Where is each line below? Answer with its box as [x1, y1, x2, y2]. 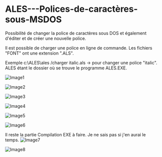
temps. [5, 137, 19, 143]
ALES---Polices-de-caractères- [5, 3, 138, 15]
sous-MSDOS [5, 14, 62, 25]
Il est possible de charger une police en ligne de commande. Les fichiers [5, 45, 153, 51]
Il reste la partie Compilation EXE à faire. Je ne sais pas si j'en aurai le [5, 131, 146, 137]
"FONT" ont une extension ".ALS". [5, 50, 74, 56]
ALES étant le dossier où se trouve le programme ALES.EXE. [5, 65, 127, 71]
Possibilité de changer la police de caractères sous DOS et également [5, 30, 147, 36]
